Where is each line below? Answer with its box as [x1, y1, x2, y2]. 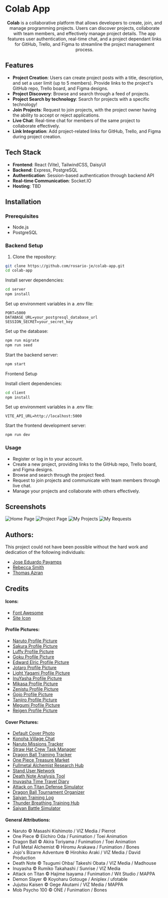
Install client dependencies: [5, 380, 62, 386]
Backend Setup [5, 242, 44, 249]
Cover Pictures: [5, 719, 39, 725]
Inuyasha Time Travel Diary [12, 778, 69, 784]
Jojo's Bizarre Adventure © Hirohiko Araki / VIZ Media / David [12, 850, 141, 856]
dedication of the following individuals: [5, 549, 86, 555]
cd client [5, 390, 26, 395]
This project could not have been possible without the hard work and [5, 544, 148, 550]
